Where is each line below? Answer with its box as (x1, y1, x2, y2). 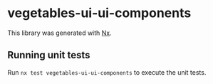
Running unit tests (7, 49, 90, 61)
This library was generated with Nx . (7, 28, 112, 37)
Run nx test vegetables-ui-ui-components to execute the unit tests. (7, 68, 207, 76)
